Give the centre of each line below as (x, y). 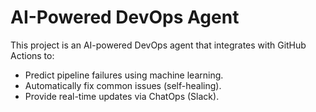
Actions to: (32, 55)
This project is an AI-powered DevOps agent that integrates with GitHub (158, 45)
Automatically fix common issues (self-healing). (123, 85)
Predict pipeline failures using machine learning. (124, 75)
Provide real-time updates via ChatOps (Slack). (122, 96)
